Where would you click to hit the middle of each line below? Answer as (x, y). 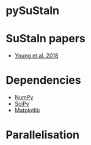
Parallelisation (43, 135)
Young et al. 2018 (36, 56)
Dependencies (43, 80)
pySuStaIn (33, 11)
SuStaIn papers (46, 39)
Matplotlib (27, 110)
